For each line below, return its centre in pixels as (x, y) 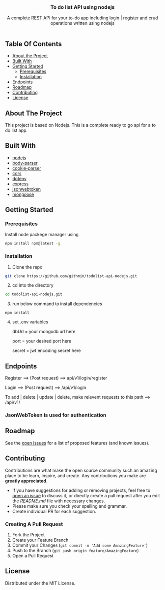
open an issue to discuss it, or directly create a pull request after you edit (86, 495)
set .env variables (30, 322)
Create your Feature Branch (40, 540)
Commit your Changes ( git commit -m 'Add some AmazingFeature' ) (80, 545)
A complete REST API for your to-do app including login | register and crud (82, 18)
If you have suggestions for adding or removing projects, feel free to (81, 490)
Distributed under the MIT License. (40, 583)
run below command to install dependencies (57, 304)
